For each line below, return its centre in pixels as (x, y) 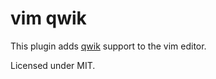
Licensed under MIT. (53, 65)
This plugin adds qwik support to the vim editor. (108, 46)
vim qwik (48, 18)
